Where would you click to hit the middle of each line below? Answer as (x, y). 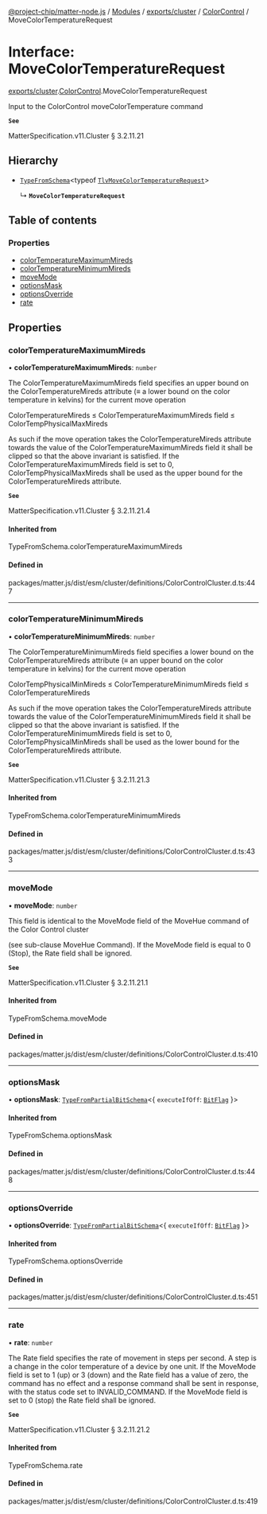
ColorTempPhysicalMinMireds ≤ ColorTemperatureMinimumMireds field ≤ (129, 684)
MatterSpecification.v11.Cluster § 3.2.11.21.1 (78, 983)
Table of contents (52, 221)
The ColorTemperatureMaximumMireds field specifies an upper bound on (128, 383)
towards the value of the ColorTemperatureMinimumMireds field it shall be (130, 716)
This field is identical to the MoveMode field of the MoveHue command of (129, 920)
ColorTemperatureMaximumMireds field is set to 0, (91, 465)
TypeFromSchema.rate (46, 1465)
